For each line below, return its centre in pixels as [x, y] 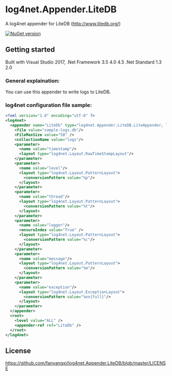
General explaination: [33, 80]
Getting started [30, 50]
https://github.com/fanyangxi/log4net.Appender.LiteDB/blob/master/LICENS [86, 363]
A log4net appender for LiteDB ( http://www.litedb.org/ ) [63, 24]
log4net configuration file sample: [49, 105]
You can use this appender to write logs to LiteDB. [58, 92]
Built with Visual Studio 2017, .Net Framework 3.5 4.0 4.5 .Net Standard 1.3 [84, 62]
